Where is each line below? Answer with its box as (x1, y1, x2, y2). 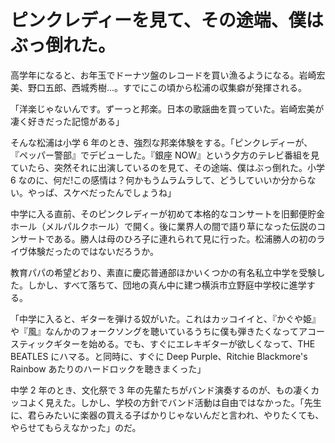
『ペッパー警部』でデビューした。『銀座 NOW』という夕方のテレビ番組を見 (10, 149, 320, 161)
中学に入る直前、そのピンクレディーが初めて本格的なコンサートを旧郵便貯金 (10, 207, 326, 220)
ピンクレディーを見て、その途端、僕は (10, 9, 324, 32)
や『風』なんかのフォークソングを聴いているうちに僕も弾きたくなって (10, 325, 299, 337)
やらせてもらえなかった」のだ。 (10, 421, 142, 433)
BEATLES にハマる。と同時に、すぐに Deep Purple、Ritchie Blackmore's (10, 350, 308, 362)
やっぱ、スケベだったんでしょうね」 (27, 186, 177, 198)
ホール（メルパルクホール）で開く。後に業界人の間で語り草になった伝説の (10, 220, 317, 232)
